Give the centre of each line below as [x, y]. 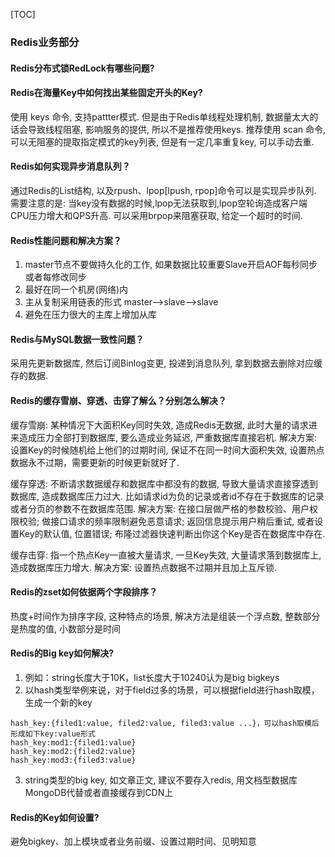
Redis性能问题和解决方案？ [66, 240]
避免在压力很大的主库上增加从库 [90, 315]
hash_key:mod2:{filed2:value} [73, 751]
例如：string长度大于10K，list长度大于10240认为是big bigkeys [152, 677]
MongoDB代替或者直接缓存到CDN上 [99, 792]
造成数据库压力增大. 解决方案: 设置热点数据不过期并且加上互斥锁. [143, 567]
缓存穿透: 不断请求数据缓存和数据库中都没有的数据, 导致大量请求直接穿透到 [164, 483]
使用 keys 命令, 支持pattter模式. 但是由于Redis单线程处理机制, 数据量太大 [160, 116]
